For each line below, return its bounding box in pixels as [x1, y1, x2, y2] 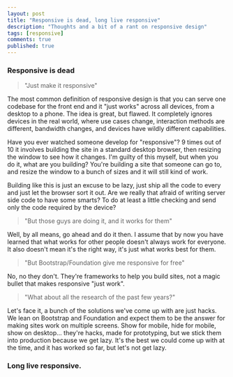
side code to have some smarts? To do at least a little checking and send [7, 196, 216, 204]
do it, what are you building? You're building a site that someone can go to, [7, 160, 222, 169]
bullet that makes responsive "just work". [7, 279, 126, 288]
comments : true [7, 36, 52, 43]
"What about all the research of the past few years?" [24, 293, 176, 302]
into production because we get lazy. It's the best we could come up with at [7, 336, 225, 345]
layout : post [7, 10, 45, 17]
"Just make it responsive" [24, 82, 98, 90]
